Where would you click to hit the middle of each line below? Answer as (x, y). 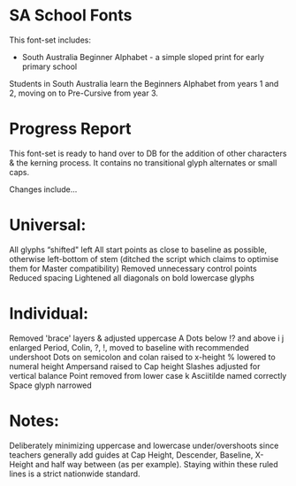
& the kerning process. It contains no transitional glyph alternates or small (143, 162)
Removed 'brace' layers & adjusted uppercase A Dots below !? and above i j (147, 338)
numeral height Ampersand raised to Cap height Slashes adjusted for (135, 366)
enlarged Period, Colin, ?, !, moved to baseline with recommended (129, 347)
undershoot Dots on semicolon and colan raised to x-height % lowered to (142, 357)
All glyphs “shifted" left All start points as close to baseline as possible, (138, 250)
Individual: (49, 313)
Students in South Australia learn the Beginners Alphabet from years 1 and (144, 83)
